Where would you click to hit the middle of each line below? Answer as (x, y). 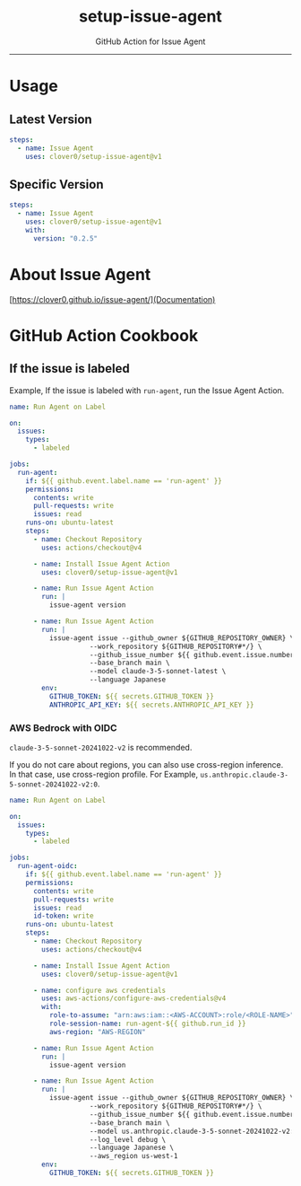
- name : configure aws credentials (99, 990)
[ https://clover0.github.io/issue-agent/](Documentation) (112, 299)
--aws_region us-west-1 (133, 1156)
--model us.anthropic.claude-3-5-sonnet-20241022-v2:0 (193, 1131)
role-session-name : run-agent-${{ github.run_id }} (147, 1024)
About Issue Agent (80, 274)
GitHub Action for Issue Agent (150, 41)
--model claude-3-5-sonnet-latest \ (158, 672)
